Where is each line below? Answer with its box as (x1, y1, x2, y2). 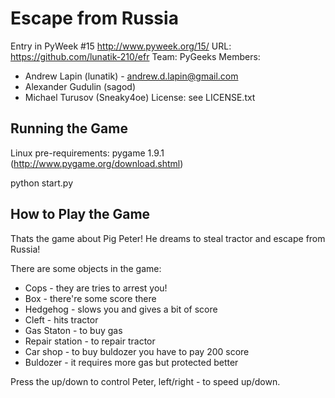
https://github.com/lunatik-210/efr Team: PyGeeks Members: (10, 50, 261, 62)
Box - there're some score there (24, 292, 157, 304)
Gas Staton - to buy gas (24, 324, 123, 336)
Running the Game (10, 120, 128, 137)
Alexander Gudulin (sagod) (24, 80, 136, 92)
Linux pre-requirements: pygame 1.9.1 (10, 147, 165, 159)
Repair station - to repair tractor (24, 335, 156, 347)
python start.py (10, 177, 74, 189)
